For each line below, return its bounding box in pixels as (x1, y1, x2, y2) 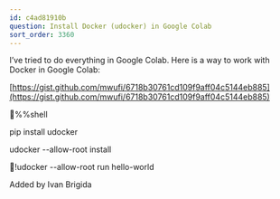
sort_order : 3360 (9, 30, 75, 39)
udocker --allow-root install (9, 144, 112, 155)
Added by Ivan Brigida (9, 179, 92, 190)
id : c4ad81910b (9, 13, 67, 23)
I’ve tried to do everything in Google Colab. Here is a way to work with (9, 55, 270, 66)
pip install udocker (9, 127, 79, 137)
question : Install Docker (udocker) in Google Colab (9, 22, 212, 31)
